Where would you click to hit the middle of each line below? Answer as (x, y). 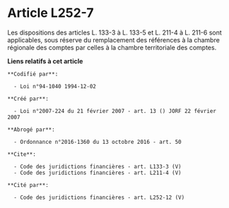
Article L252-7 (51, 13)
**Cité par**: (28, 185)
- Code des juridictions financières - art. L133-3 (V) (98, 166)
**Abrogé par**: (31, 129)
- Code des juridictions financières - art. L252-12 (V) (99, 197)
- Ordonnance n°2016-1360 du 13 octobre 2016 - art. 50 (98, 142)
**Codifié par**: (33, 74)
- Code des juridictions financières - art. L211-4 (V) (98, 173)
